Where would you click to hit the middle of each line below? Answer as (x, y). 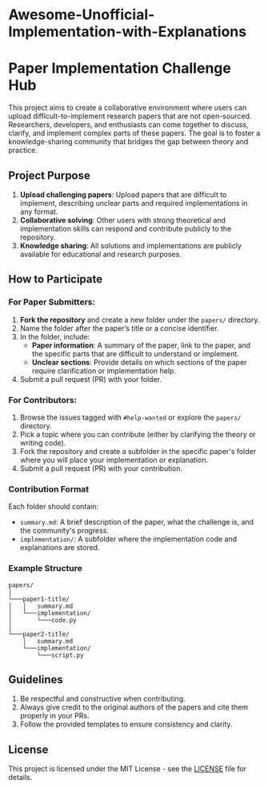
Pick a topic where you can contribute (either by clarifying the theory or (138, 434)
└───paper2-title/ (39, 634)
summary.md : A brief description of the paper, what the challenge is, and (137, 522)
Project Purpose (49, 175)
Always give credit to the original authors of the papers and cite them (134, 707)
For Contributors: (43, 400)
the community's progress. (64, 531)
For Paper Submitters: (52, 302)
